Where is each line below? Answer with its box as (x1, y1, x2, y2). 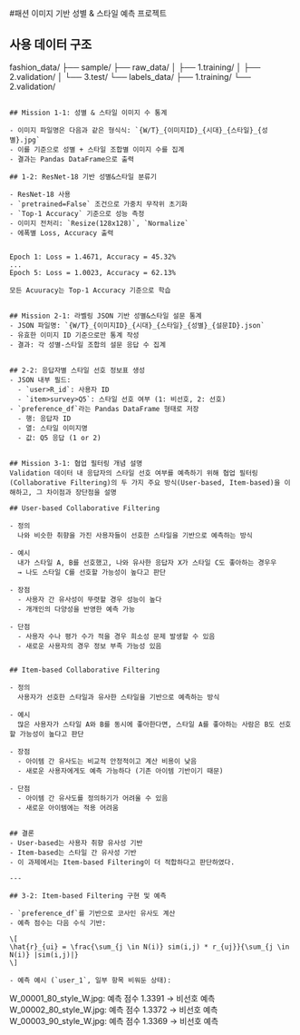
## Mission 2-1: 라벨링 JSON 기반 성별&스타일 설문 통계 (9, 311, 202, 320)
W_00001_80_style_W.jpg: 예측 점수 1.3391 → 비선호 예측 (9, 992, 216, 1003)
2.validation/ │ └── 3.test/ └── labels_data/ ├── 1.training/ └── (9, 71, 251, 82)
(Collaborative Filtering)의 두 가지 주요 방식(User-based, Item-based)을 (9, 478, 281, 488)
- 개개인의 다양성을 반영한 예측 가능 (17, 605, 136, 614)
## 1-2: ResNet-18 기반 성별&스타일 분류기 (9, 172, 157, 182)
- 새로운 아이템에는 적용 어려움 (17, 803, 120, 813)
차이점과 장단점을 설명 (46, 488, 117, 497)
